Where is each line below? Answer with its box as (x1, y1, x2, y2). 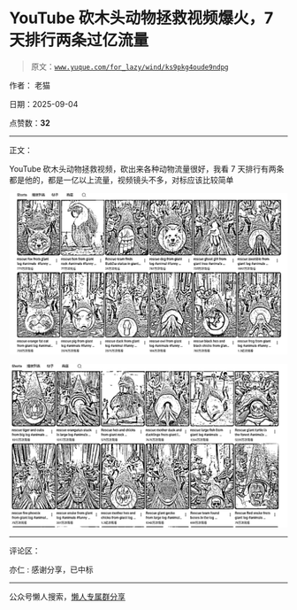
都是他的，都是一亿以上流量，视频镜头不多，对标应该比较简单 (9, 174, 234, 185)
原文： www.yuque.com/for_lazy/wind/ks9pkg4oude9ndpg (30, 61, 229, 72)
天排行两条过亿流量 (9, 30, 149, 50)
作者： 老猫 (9, 80, 50, 90)
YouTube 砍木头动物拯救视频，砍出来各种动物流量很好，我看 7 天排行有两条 (9, 163, 285, 174)
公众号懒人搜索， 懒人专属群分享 (9, 591, 126, 602)
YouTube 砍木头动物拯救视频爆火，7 (9, 8, 274, 28)
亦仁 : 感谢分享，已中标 (9, 564, 94, 575)
